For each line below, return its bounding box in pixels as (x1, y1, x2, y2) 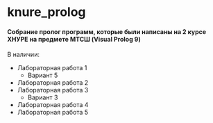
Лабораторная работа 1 (17, 64, 87, 72)
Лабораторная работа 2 (17, 79, 89, 87)
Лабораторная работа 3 (17, 86, 89, 95)
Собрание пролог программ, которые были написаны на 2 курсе (7, 27, 207, 35)
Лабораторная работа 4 (17, 101, 89, 109)
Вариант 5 (27, 71, 58, 80)
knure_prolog (7, 4, 86, 20)
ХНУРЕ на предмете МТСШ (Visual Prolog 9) (7, 35, 141, 43)
